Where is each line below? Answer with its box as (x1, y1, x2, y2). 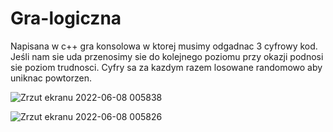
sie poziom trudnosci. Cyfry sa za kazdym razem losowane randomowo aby (10, 61, 323, 73)
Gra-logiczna (10, 7, 122, 30)
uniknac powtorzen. (10, 72, 92, 84)
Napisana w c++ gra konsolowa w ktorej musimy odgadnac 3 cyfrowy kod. (10, 40, 318, 52)
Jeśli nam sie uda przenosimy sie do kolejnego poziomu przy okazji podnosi (10, 50, 324, 62)
